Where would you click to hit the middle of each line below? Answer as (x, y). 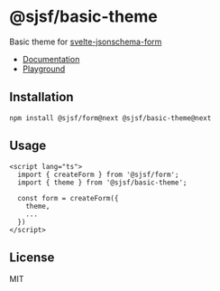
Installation (41, 97)
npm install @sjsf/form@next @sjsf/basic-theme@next (110, 118)
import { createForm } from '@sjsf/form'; (98, 174)
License (32, 257)
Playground (44, 69)
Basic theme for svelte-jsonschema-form (86, 42)
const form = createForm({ (68, 198)
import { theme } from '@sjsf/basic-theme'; (102, 183)
